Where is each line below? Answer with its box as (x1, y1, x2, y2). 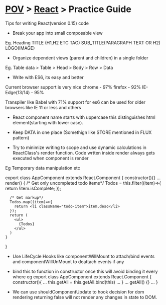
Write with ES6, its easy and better (12, 74, 84, 80)
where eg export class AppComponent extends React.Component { (12, 273, 152, 280)
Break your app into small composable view (12, 30, 103, 36)
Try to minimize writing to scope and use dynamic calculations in (12, 144, 147, 150)
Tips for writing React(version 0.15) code (5, 20, 89, 26)
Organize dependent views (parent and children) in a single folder (12, 54, 149, 61)
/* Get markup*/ (10, 195, 44, 200)
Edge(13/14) (5, 89, 30, 95)
